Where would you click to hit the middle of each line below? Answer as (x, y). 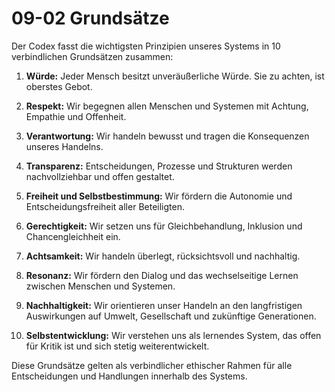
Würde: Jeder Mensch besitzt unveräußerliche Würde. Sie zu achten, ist (175, 76)
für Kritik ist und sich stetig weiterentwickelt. (117, 346)
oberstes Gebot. (59, 86)
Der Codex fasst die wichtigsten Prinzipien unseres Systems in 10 (146, 46)
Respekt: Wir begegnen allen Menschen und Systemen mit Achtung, (167, 106)
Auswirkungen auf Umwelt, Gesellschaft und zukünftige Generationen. (171, 316)
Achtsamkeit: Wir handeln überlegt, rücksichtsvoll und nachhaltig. (163, 256)
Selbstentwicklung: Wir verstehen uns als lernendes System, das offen (173, 335)
